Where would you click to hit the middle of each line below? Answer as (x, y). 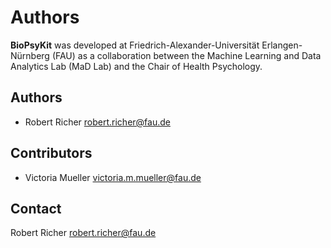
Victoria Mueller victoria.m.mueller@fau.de (113, 177)
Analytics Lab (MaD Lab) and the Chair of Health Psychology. (136, 66)
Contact (36, 208)
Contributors (51, 153)
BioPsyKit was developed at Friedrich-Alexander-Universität (135, 45)
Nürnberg (30, 55)
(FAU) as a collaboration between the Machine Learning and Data (186, 55)
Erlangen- (282, 45)
